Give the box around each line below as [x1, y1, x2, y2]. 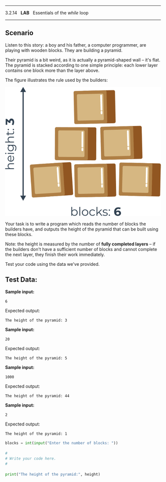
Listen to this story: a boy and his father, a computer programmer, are [5, 42, 147, 48]
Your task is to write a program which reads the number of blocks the [5, 221, 146, 227]
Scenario [5, 29, 34, 37]
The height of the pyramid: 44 [5, 393, 70, 398]
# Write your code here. [5, 456, 56, 461]
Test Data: [5, 276, 38, 284]
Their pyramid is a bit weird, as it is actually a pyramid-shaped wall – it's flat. [5, 57, 161, 62]
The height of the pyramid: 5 [5, 356, 68, 361]
